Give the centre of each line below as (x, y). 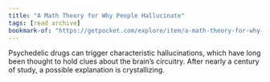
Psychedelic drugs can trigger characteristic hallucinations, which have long (135, 53)
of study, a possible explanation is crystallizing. (86, 70)
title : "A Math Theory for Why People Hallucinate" (96, 16)
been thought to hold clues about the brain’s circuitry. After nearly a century (134, 61)
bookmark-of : (30, 30)
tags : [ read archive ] (45, 23)
